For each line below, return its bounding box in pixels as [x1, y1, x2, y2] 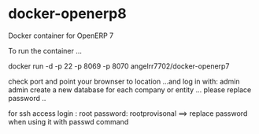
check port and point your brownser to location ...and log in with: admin [8, 76, 240, 86]
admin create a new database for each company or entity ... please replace [8, 84, 252, 95]
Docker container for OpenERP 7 [8, 31, 114, 40]
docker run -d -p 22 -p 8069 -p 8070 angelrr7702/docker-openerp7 [8, 61, 230, 71]
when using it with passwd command [8, 117, 129, 126]
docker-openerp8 [8, 5, 128, 23]
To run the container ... [8, 46, 83, 55]
